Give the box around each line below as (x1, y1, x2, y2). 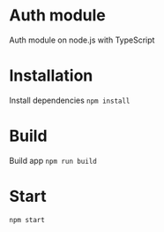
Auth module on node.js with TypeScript (9, 35, 155, 45)
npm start (9, 215, 46, 224)
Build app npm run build (9, 155, 97, 166)
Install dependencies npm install (9, 95, 130, 105)
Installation (9, 66, 93, 86)
